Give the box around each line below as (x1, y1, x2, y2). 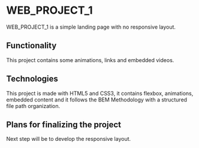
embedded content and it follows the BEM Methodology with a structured (6, 96, 188, 103)
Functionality (6, 41, 57, 51)
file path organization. (6, 102, 61, 109)
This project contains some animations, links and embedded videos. (6, 56, 174, 63)
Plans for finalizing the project (6, 119, 122, 129)
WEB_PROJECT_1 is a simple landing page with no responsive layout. (6, 23, 176, 30)
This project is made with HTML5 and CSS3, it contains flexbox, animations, (6, 90, 194, 97)
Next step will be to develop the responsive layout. (6, 135, 131, 143)
